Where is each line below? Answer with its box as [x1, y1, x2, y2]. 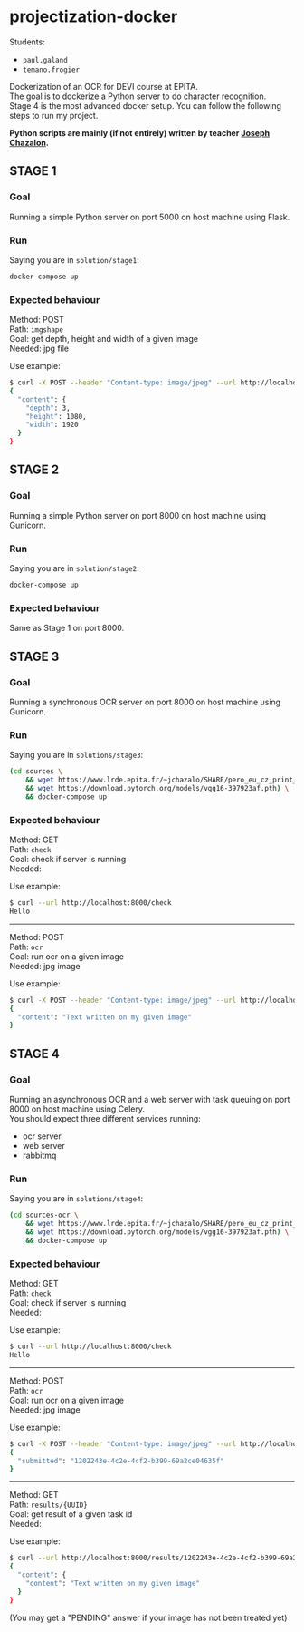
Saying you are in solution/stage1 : [9, 254, 139, 265]
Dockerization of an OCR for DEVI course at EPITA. [9, 81, 199, 92]
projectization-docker [9, 6, 178, 27]
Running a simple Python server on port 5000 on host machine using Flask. [9, 211, 290, 222]
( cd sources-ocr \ [9, 1210, 79, 1220]
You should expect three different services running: [9, 1112, 201, 1123]
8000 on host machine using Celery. [9, 1103, 146, 1114]
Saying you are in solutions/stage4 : [9, 1193, 144, 1204]
